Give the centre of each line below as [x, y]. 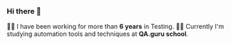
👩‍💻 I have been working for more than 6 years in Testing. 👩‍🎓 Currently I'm [115, 27]
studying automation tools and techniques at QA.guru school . [98, 34]
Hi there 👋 [24, 11]
